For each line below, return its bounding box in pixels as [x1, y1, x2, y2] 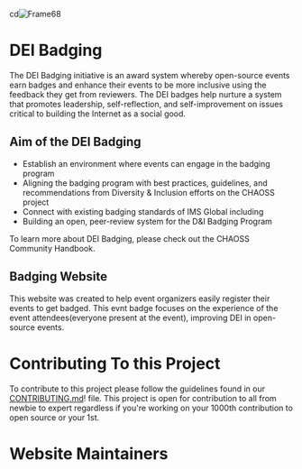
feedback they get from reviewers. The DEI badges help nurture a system [9, 88, 282, 99]
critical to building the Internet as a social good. [9, 108, 187, 119]
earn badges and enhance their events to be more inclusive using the [9, 79, 267, 90]
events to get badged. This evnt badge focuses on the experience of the [9, 302, 279, 313]
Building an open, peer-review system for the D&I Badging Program [22, 216, 273, 226]
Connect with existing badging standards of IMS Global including [22, 206, 264, 216]
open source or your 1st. [9, 411, 100, 423]
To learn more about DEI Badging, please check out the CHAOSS [9, 233, 250, 244]
